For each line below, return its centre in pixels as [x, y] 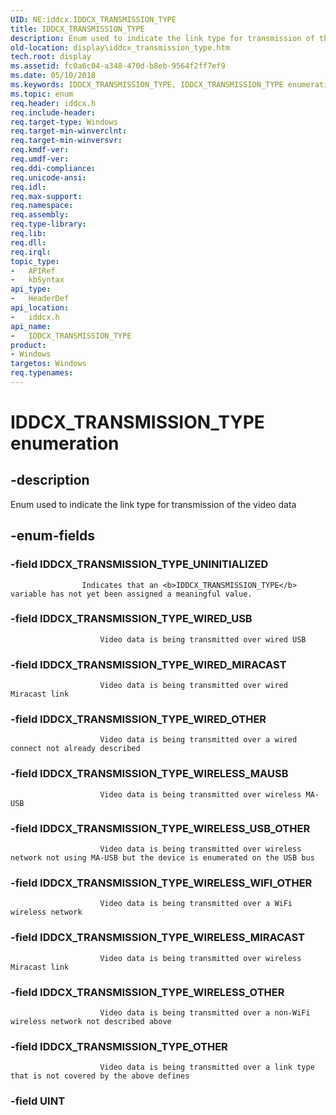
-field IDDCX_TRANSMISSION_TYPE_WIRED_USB [131, 619]
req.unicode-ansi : [48, 177]
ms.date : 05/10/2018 [53, 76]
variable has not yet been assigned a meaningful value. [131, 594]
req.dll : [28, 242]
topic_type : [35, 261]
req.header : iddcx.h [53, 103]
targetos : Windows [48, 364]
